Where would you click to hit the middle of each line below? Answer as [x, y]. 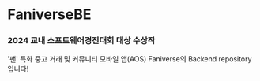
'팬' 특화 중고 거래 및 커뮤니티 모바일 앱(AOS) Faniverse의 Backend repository [130, 59]
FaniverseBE [49, 15]
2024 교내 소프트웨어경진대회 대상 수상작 [81, 41]
